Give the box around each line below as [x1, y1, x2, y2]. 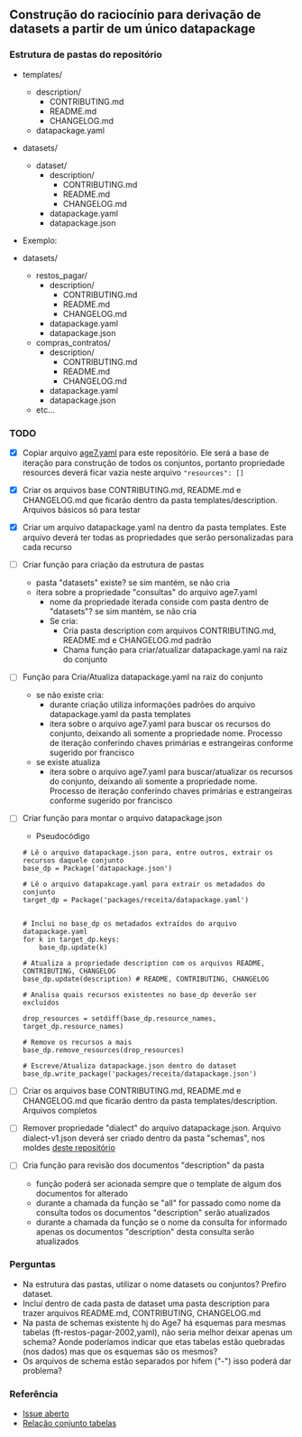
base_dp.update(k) [39, 943, 108, 952]
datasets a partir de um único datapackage [9, 22, 256, 37]
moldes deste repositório [22, 1143, 115, 1153]
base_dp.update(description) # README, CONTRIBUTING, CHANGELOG [22, 975, 270, 984]
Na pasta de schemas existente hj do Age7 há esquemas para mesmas [22, 1317, 287, 1328]
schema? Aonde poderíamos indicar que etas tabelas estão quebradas [22, 1336, 286, 1347]
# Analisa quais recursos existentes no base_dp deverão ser [22, 991, 258, 1000]
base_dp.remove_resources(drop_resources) [22, 1046, 185, 1055]
